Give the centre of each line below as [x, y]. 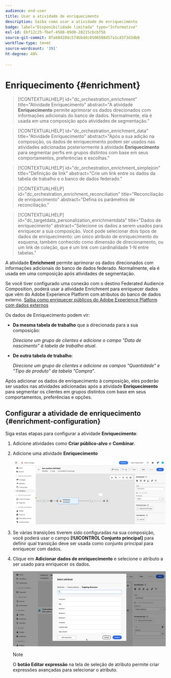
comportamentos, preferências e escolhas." [64, 158]
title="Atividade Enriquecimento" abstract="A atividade [75, 105]
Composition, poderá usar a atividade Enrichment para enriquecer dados [82, 289]
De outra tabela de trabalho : [43, 356]
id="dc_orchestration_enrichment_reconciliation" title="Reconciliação [91, 194]
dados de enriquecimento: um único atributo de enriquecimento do [88, 237]
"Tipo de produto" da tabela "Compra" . [54, 371]
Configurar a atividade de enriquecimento [73, 413]
